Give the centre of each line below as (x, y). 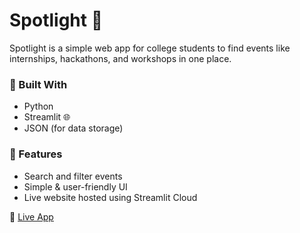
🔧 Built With (38, 84)
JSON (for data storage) (73, 128)
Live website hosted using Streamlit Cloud (110, 197)
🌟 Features (36, 154)
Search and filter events (73, 176)
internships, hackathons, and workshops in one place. (120, 58)
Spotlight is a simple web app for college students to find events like (150, 48)
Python (38, 106)
